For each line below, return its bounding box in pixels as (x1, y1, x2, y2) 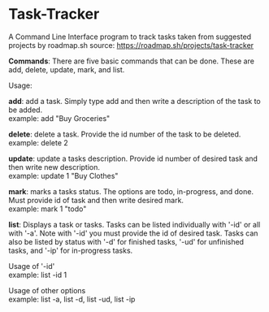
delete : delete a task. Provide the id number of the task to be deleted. (8, 129, 241, 139)
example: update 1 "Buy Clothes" (8, 171, 119, 180)
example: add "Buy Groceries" (8, 113, 111, 123)
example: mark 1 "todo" (8, 204, 87, 214)
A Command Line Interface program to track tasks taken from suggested (8, 32, 252, 41)
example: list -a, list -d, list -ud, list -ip (8, 294, 136, 304)
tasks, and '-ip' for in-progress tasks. (8, 245, 133, 255)
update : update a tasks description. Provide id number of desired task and (8, 154, 258, 163)
